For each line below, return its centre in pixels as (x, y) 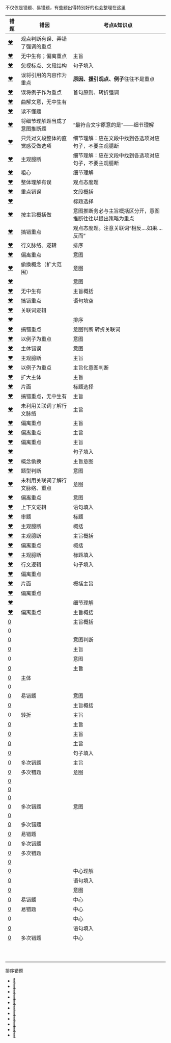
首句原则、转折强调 (96, 92)
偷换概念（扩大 (39, 264)
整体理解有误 (36, 182)
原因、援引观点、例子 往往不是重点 (114, 79)
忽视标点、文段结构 (44, 66)
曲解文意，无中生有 (44, 102)
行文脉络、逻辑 (39, 245)
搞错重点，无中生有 (44, 396)
